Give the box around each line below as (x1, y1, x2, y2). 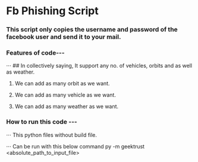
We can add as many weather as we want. (14, 103, 119, 110)
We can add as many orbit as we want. (14, 80, 110, 87)
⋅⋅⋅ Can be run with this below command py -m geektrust (6, 142, 144, 150)
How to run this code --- (6, 117, 77, 126)
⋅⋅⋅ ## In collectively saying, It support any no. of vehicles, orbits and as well (6, 62, 192, 69)
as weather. (6, 68, 35, 75)
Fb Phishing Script (6, 4, 99, 18)
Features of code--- (6, 49, 65, 57)
